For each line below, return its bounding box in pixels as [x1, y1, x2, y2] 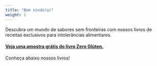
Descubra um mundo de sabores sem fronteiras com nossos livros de [5, 26, 152, 32]
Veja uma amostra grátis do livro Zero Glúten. [5, 43, 104, 50]
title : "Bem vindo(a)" [5, 7, 54, 13]
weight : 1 [5, 12, 27, 17]
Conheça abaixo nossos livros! [5, 55, 70, 61]
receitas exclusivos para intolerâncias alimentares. [5, 32, 111, 38]
